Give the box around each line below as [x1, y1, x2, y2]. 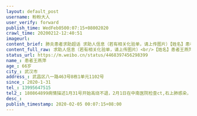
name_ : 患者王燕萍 [6, 57, 47, 63]
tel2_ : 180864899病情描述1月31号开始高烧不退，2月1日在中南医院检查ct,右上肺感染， [6, 90, 192, 96]
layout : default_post [6, 8, 59, 15]
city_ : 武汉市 [6, 69, 38, 74]
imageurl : [6, 36, 30, 42]
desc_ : [6, 95, 22, 101]
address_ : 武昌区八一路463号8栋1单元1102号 [6, 74, 104, 80]
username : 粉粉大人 [6, 14, 50, 20]
